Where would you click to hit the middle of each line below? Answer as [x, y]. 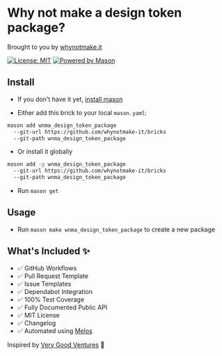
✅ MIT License [39, 315]
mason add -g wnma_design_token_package [67, 164]
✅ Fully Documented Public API [62, 307]
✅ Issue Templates [44, 284]
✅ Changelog [37, 323]
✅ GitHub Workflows [47, 268]
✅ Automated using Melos [55, 331]
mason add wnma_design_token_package [62, 125]
